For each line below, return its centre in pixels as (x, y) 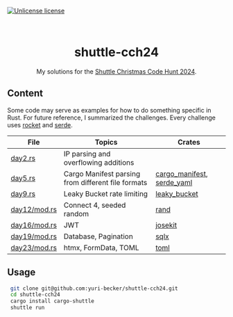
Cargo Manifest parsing (102, 174)
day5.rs (23, 178)
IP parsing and (87, 154)
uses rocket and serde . (40, 124)
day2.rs (23, 158)
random (76, 213)
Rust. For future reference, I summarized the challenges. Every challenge (112, 117)
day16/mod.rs (34, 225)
